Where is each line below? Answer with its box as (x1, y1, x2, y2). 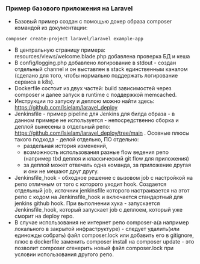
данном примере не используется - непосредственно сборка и (14, 117, 179, 124)
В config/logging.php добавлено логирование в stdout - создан (14, 59, 177, 67)
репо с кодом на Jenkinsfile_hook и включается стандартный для (14, 194, 183, 201)
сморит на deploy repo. (14, 212, 75, 220)
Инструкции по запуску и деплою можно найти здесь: (14, 97, 155, 105)
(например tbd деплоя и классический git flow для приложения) (23, 155, 189, 162)
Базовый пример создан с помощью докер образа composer (14, 18, 172, 25)
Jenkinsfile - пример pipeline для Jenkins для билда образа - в (14, 110, 175, 118)
